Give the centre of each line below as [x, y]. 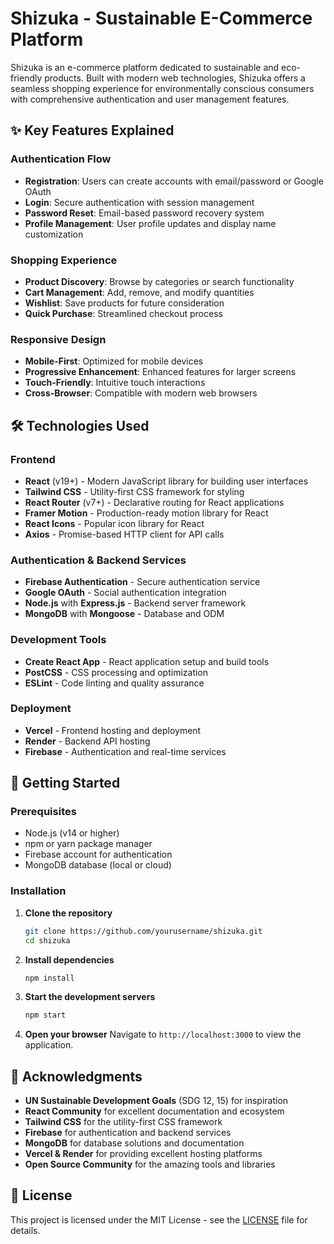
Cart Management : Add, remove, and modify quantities [139, 292]
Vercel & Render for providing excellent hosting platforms [143, 1154]
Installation [38, 891]
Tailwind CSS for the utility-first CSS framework [123, 1122]
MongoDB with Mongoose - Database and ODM [124, 614]
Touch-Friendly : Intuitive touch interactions [115, 383]
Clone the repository [68, 913]
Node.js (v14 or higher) [72, 833]
